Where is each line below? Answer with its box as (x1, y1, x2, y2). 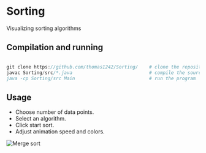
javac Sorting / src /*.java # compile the (6, 69, 185, 76)
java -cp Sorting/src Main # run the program (6, 75, 196, 81)
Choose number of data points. (15, 108, 94, 116)
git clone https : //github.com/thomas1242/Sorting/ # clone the (6, 64, 180, 70)
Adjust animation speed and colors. (15, 128, 105, 135)
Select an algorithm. (15, 115, 66, 122)
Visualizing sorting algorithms (6, 24, 82, 32)
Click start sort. (15, 121, 55, 129)
